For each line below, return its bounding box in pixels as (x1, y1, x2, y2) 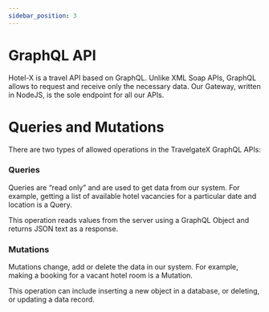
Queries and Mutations (8, 118, 165, 136)
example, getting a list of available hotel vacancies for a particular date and (8, 191, 257, 201)
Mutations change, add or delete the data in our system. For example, (8, 262, 238, 272)
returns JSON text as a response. (8, 224, 119, 233)
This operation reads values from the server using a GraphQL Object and (8, 215, 250, 225)
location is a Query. (8, 200, 72, 209)
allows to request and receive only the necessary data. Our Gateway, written (8, 81, 261, 91)
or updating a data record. (8, 294, 95, 305)
